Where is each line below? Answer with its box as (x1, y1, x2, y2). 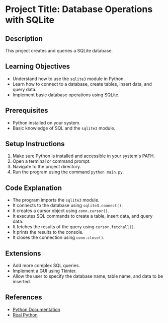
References (5, 293, 42, 302)
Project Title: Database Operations (5, 4, 153, 15)
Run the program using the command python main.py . (12, 169, 124, 175)
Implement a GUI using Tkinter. (12, 268, 77, 274)
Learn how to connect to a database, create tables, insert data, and (12, 81, 152, 87)
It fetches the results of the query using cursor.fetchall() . (12, 224, 135, 230)
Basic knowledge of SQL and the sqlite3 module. (12, 125, 116, 131)
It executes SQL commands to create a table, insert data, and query (12, 213, 153, 219)
